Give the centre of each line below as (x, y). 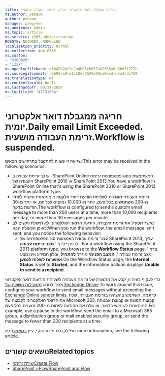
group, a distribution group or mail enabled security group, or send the (77, 316)
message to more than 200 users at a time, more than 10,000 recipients (85, 212)
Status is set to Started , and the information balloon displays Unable (90, 265)
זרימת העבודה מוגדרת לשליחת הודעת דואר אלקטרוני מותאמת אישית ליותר (81, 197)
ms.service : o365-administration (39, 37)
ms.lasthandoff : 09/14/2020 (34, 87)
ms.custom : (16, 55)
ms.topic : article (24, 32)
